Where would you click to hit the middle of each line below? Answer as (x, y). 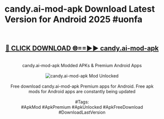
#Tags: (82, 102)
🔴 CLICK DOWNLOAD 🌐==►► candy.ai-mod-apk (82, 48)
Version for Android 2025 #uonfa (74, 19)
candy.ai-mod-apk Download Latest (80, 9)
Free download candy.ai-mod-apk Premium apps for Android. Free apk (82, 86)
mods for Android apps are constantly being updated (82, 91)
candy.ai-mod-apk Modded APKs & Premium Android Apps (82, 65)
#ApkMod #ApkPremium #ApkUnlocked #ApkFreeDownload (82, 107)
